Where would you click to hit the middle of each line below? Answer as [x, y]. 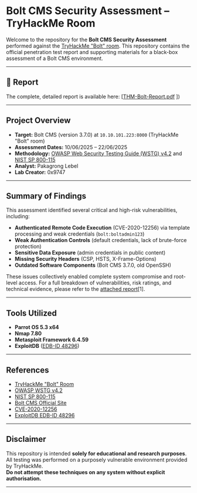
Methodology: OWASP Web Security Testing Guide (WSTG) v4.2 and [98, 153]
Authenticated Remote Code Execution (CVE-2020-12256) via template [102, 228]
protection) [28, 246]
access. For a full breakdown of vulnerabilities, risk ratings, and [95, 283]
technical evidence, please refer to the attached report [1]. [76, 289]
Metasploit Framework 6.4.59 [52, 340]
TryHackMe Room [51, 23]
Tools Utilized [32, 313]
